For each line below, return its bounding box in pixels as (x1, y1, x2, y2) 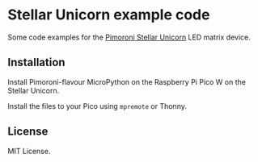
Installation (7, 56, 66, 69)
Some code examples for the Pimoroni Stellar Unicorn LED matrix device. (7, 32, 252, 42)
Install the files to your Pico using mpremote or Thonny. (7, 101, 187, 110)
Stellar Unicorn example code (7, 6, 210, 24)
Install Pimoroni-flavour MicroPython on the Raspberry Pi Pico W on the (7, 77, 246, 86)
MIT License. (7, 146, 51, 156)
